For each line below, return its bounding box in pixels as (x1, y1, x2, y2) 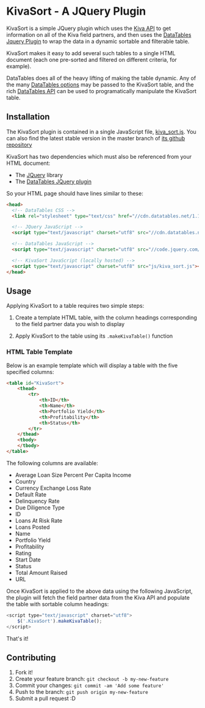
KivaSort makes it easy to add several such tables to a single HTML (6, 49, 176, 56)
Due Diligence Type (15, 504, 65, 511)
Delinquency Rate (15, 497, 60, 504)
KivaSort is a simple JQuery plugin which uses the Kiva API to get (6, 25, 171, 32)
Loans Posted (15, 523, 50, 531)
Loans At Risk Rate (15, 517, 63, 524)
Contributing (6, 653, 56, 663)
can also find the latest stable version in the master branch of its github (6, 134, 185, 142)
